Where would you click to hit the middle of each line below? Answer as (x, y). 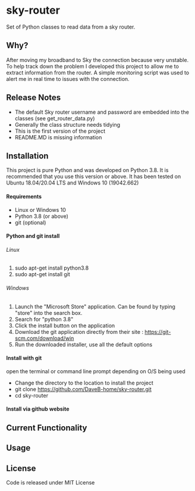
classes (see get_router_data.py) (55, 118)
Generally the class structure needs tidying (67, 124)
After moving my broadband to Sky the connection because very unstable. (97, 60)
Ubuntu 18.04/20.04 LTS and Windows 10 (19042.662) (73, 183)
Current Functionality (47, 428)
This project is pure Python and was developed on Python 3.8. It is (87, 170)
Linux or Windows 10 (40, 209)
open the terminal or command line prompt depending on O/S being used (96, 371)
